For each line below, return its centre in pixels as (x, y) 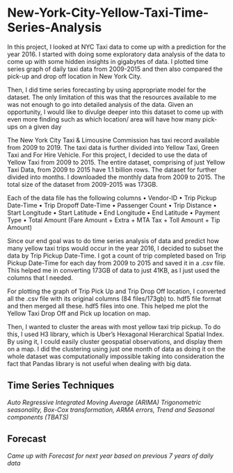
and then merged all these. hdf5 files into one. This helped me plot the (108, 306)
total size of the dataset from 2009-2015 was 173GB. (82, 184)
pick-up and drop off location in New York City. (75, 76)
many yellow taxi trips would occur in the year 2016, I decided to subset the (115, 248)
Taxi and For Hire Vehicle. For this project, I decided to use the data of (107, 155)
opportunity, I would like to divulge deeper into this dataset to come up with (115, 112)
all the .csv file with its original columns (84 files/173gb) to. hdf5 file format (114, 298)
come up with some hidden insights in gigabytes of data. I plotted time (108, 61)
